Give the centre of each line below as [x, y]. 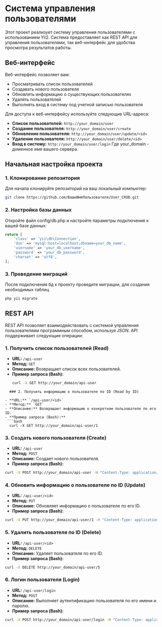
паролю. [21, 606]
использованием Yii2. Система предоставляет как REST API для [71, 37]
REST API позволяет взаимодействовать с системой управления [72, 325]
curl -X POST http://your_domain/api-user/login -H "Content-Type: [74, 620]
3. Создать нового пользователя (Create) [56, 438]
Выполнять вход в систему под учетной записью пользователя [77, 104]
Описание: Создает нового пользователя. [56, 459]
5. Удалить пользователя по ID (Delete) [53, 533]
